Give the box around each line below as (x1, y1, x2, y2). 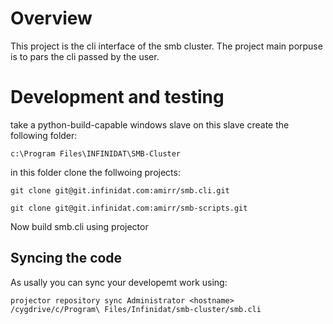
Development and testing (10, 86, 225, 109)
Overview (10, 7, 93, 30)
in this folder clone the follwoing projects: (10, 166, 181, 178)
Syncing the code (10, 250, 123, 267)
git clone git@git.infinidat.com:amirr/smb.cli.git (10, 185, 230, 196)
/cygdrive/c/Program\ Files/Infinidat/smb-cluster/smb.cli (10, 304, 262, 314)
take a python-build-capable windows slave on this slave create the (10, 118, 290, 131)
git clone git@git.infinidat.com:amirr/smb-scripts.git (10, 203, 248, 213)
